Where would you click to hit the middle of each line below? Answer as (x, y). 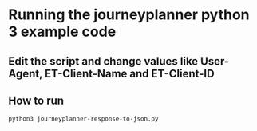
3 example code (62, 32)
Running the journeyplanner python (129, 15)
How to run (36, 100)
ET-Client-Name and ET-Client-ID (130, 73)
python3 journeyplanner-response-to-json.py (83, 119)
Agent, (26, 73)
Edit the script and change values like (103, 61)
